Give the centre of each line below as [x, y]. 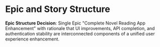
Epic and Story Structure [58, 9]
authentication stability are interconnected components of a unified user [80, 33]
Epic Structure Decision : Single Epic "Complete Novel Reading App [75, 23]
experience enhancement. [32, 39]
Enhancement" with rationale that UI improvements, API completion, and [80, 28]
